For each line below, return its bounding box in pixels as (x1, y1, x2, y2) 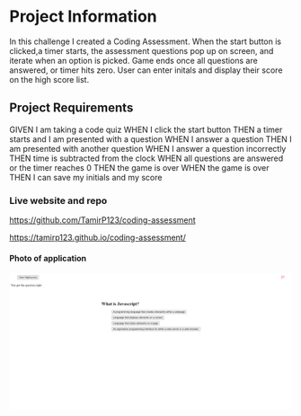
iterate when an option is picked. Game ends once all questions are (9, 55, 258, 66)
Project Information (9, 6, 157, 27)
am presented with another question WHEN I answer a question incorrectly (9, 143, 287, 154)
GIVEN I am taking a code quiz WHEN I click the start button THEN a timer (9, 124, 283, 135)
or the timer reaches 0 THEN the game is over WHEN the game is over (9, 162, 270, 173)
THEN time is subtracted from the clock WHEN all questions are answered (9, 153, 284, 164)
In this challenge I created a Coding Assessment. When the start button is (9, 36, 281, 47)
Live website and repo (9, 194, 108, 207)
